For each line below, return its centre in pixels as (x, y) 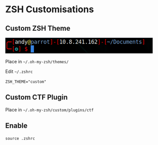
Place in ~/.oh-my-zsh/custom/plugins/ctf (50, 110)
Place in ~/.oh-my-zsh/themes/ (37, 62)
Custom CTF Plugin (37, 97)
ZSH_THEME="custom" (26, 82)
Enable (17, 126)
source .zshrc (20, 138)
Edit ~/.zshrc (19, 71)
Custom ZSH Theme (38, 28)
